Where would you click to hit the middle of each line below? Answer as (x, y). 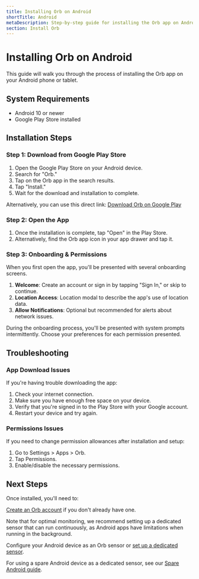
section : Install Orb (33, 28)
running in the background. (39, 534)
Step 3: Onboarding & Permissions (57, 254)
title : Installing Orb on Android (49, 12)
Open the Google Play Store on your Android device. (79, 168)
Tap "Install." (30, 187)
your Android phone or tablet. (42, 80)
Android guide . (24, 570)
